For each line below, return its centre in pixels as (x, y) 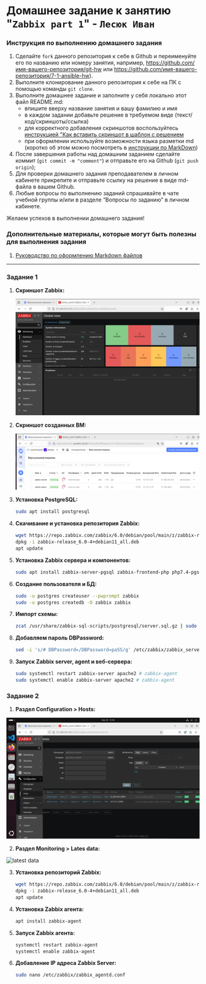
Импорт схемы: (36, 614)
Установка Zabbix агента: (49, 909)
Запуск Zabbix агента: (45, 933)
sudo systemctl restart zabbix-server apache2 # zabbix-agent (96, 674)
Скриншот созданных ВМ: (51, 425)
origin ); (25, 167)
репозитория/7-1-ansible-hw (52, 76)
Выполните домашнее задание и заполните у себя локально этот (101, 95)
